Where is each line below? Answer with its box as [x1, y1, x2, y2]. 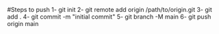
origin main [7, 20, 39, 27]
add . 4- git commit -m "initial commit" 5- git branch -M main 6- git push [7, 13, 211, 21]
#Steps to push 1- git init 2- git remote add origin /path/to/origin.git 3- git [7, 6, 212, 13]
